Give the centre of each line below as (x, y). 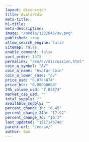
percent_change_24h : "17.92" (36, 113)
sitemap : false (21, 47)
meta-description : (24, 29)
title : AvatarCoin (24, 15)
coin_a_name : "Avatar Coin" (35, 71)
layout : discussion (26, 10)
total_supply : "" (23, 99)
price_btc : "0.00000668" (31, 85)
